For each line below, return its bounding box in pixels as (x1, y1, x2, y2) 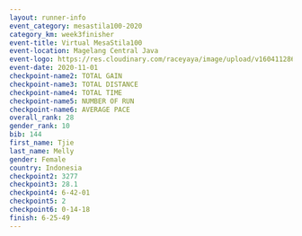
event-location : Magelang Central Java (9, 47, 159, 56)
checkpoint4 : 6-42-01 (9, 188, 91, 197)
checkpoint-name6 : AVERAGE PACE (9, 105, 130, 114)
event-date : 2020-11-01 (9, 64, 99, 73)
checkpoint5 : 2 (9, 197, 67, 206)
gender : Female (9, 154, 67, 164)
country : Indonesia (9, 163, 83, 172)
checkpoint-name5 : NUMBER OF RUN (9, 96, 135, 106)
